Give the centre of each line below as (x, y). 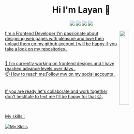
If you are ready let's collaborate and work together (56, 91)
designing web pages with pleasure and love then (54, 38)
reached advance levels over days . (40, 68)
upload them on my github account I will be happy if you (61, 44)
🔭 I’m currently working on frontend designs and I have (60, 63)
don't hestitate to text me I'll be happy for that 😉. (54, 96)
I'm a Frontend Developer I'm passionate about (52, 33)
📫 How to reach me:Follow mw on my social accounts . (60, 74)
